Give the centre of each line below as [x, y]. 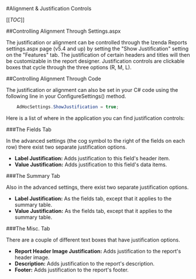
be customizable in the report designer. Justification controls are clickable [95, 61]
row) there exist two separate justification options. [66, 147]
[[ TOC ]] [15, 20]
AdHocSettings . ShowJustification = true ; [68, 107]
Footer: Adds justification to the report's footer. [71, 270]
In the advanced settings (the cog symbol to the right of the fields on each [96, 140]
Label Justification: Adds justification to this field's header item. [92, 158]
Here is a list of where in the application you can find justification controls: [95, 118]
